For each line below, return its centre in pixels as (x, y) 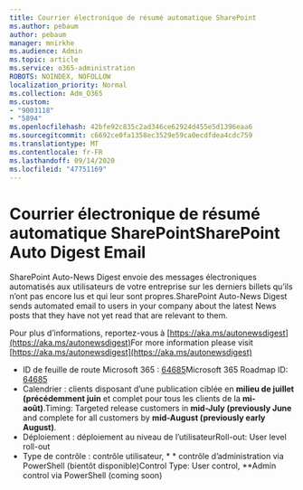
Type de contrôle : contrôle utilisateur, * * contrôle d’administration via (153, 457)
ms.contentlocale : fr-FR (56, 152)
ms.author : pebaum (44, 26)
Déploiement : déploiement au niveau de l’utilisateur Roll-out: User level (154, 437)
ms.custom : (30, 102)
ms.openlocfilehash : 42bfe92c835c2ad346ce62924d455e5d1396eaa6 (131, 127)
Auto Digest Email (78, 252)
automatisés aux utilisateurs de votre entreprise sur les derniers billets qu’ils (151, 287)
